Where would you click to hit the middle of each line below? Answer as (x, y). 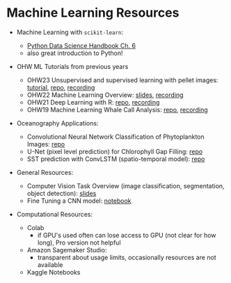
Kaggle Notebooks (54, 272)
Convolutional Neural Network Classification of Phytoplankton (115, 137)
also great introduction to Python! (75, 53)
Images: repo (46, 144)
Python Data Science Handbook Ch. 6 (81, 45)
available (50, 265)
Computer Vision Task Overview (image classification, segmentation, (126, 185)
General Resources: (45, 172)
